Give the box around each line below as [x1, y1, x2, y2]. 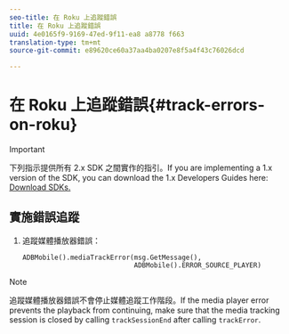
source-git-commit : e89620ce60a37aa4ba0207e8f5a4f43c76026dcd [9, 46, 245, 55]
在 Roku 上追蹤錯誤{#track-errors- [9, 95, 265, 116]
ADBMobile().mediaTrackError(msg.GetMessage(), [21, 253, 202, 262]
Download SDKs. [9, 182, 71, 192]
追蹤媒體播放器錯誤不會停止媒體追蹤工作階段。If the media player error [9, 295, 269, 305]
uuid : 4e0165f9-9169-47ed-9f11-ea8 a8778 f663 [9, 29, 185, 38]
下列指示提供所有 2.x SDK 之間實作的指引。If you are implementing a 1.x [9, 162, 273, 174]
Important [9, 144, 45, 155]
